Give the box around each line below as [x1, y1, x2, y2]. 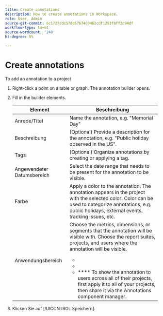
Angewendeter [14, 165, 49, 172]
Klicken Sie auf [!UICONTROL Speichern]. [12, 305, 96, 311]
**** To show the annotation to [77, 269, 151, 276]
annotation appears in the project [69, 189, 146, 196]
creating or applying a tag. [69, 155, 130, 161]
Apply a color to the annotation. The [69, 182, 151, 189]
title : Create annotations [5, 7, 60, 12]
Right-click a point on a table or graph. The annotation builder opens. [12, 85, 150, 91]
